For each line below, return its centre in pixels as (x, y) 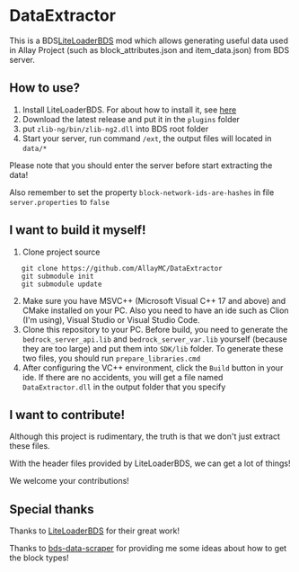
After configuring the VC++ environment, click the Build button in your (153, 367)
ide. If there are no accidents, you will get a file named (123, 377)
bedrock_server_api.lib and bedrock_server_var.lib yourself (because (154, 339)
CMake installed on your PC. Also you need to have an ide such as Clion (155, 310)
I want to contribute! (67, 415)
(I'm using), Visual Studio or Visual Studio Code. (111, 319)
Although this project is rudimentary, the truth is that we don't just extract (145, 436)
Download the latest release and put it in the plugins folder (131, 119)
